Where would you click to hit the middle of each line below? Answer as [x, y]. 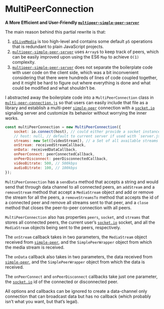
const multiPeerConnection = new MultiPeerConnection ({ [63, 127]
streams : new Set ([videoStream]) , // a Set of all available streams [86, 141]
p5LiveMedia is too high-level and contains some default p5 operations [82, 41]
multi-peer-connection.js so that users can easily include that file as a [76, 102]
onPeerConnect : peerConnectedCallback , [54, 154]
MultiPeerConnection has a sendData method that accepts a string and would [82, 182]
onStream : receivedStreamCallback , [50, 145]
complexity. [24, 62]
